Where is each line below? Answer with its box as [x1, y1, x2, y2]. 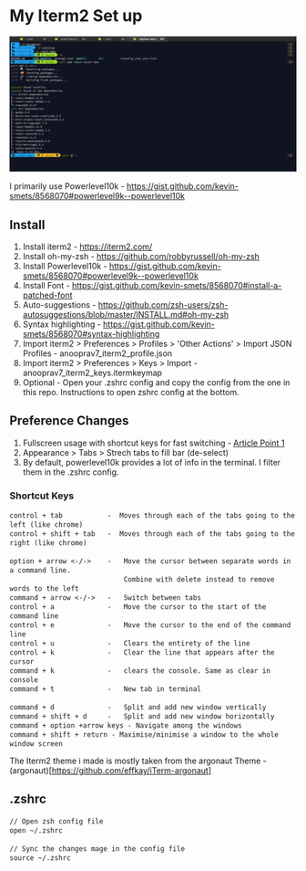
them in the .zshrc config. [22, 467, 119, 477]
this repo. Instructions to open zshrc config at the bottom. [22, 386, 240, 397]
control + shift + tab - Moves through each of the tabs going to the [9, 530, 296, 539]
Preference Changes [9, 413, 129, 429]
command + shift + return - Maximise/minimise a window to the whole [9, 730, 280, 740]
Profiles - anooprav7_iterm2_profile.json [22, 348, 173, 359]
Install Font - [22, 279, 70, 290]
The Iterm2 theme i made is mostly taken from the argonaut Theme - [9, 755, 267, 767]
